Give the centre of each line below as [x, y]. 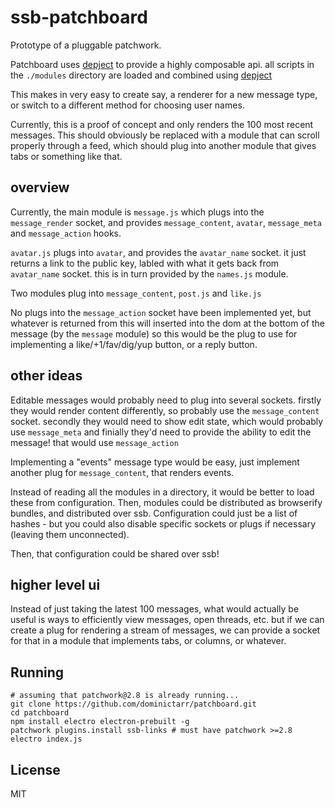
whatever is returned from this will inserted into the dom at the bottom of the [167, 323]
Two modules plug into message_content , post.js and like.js [136, 293]
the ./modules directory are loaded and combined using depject [141, 75]
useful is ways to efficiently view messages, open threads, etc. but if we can [167, 620]
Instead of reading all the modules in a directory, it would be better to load [162, 492]
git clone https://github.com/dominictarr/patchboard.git [133, 704]
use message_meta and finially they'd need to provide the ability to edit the [161, 432]
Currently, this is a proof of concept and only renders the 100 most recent [162, 124]
